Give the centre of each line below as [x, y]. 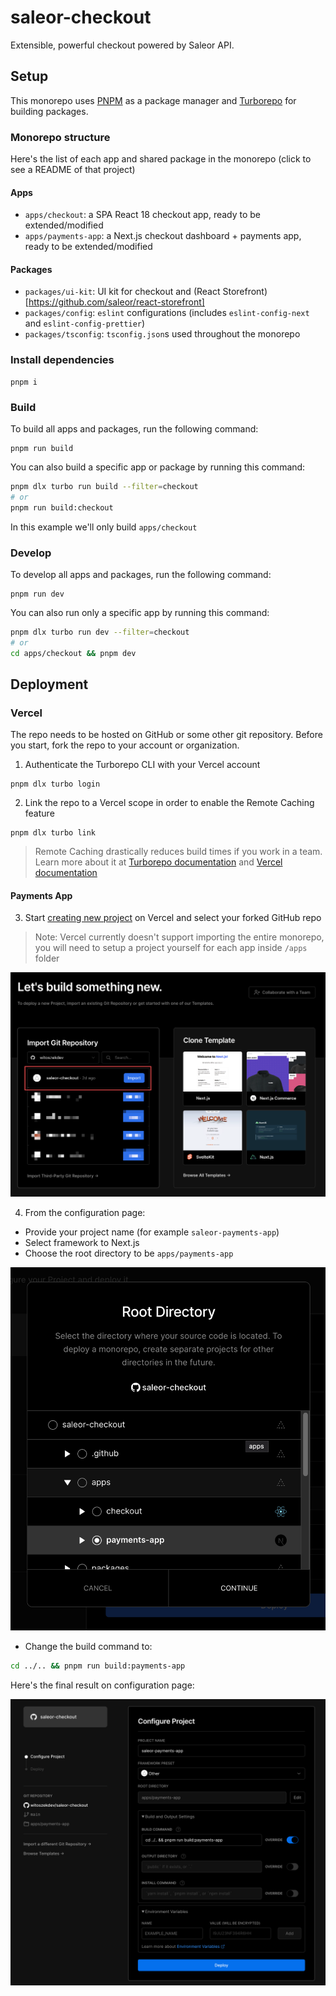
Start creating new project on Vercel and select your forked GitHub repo [173, 918]
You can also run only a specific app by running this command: [140, 612]
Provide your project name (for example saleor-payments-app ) [152, 1232]
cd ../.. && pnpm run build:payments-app [98, 1666]
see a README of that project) [73, 170]
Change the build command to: [88, 1646]
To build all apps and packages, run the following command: [134, 429]
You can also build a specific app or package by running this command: [158, 467]
